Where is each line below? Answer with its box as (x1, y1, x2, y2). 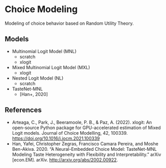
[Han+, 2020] (19, 91, 48, 97)
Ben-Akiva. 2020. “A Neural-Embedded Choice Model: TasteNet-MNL (12, 146, 157, 152)
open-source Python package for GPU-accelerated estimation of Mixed (12, 125, 161, 131)
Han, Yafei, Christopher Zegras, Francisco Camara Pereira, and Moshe (12, 140, 158, 147)
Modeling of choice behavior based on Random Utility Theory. (5, 20, 134, 26)
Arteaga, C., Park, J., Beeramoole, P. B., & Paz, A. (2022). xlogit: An (12, 119, 152, 125)
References (5, 106, 42, 115)
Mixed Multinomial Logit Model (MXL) (12, 64, 90, 70)
